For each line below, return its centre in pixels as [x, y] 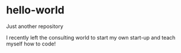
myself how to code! [31, 44]
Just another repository [35, 26]
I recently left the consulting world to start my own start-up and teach [91, 37]
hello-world [35, 10]
